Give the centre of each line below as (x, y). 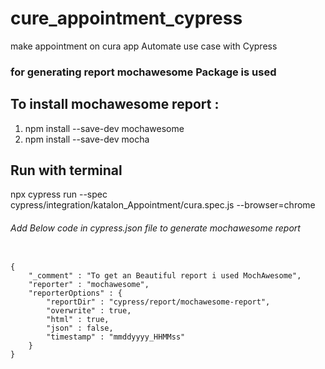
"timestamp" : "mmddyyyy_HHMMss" (116, 337)
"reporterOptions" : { (75, 293)
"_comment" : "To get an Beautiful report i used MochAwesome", (165, 275)
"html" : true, (78, 319)
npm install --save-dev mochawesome (104, 128)
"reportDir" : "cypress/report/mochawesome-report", (158, 302)
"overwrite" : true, (89, 310)
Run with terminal (66, 170)
